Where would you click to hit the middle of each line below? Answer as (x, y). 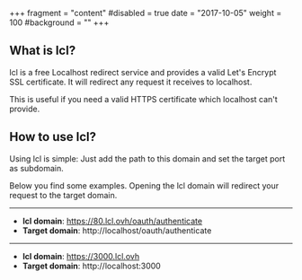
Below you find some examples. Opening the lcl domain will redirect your (144, 185)
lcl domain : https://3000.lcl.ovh (81, 256)
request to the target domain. (63, 195)
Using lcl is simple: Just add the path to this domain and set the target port (147, 158)
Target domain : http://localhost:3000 (92, 266)
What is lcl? (43, 51)
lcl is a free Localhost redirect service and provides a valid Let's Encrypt (143, 72)
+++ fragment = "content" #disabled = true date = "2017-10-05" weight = (146, 13)
